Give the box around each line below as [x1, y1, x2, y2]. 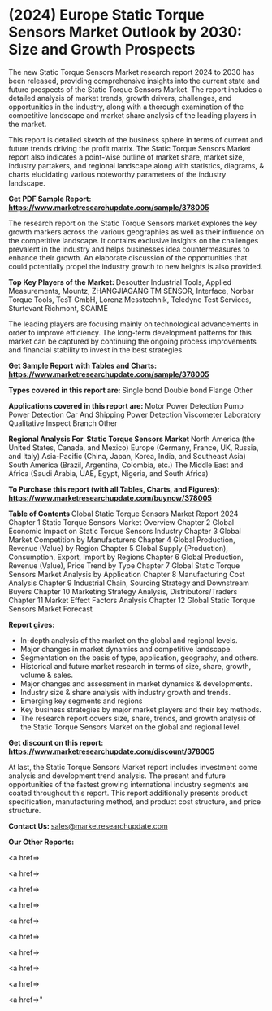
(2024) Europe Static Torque [8, 6, 205, 24]
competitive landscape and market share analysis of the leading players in [8, 110, 257, 120]
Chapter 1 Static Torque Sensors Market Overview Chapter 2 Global [8, 517, 234, 527]
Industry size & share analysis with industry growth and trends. [19, 687, 231, 697]
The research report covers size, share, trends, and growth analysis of [19, 713, 256, 723]
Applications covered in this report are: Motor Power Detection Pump [8, 400, 244, 410]
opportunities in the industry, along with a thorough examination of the [8, 102, 244, 112]
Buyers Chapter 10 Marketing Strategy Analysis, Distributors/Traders [8, 586, 238, 596]
